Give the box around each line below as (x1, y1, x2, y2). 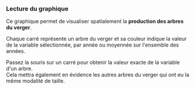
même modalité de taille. (6, 77, 65, 84)
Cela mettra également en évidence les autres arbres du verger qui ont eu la (6, 72, 190, 79)
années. (6, 48, 26, 55)
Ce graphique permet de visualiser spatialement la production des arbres (6, 18, 184, 25)
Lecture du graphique (6, 5, 69, 13)
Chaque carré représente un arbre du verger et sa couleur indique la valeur (6, 35, 187, 42)
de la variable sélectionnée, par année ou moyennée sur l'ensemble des (6, 41, 179, 48)
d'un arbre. (6, 65, 33, 72)
